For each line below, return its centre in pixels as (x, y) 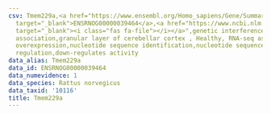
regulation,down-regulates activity (77, 53)
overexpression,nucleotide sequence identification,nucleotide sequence (140, 46)
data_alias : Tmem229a (45, 61)
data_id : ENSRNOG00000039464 (57, 68)
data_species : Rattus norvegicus (65, 83)
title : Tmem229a (35, 98)
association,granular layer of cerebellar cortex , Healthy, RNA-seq (135, 38)
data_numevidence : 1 (43, 75)
